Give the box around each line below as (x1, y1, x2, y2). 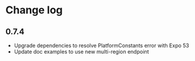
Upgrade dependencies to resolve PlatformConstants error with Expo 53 (14, 42, 189, 49)
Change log (5, 3, 63, 17)
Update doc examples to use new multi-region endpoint (14, 48, 149, 55)
